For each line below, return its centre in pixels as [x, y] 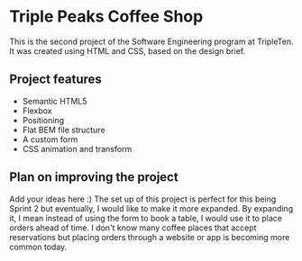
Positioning [43, 120]
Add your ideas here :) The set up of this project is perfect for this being [143, 199]
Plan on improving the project [94, 177]
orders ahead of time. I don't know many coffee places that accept [133, 228]
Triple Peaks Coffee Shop [106, 17]
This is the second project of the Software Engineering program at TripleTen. [151, 41]
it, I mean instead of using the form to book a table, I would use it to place [146, 218]
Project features [55, 80]
